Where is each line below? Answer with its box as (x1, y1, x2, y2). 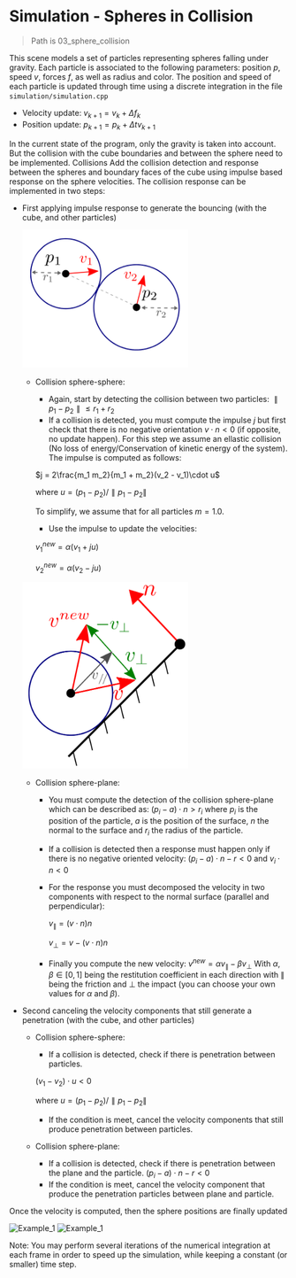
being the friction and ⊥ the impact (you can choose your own (48, 979, 276, 989)
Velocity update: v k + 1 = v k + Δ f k (21, 107, 141, 120)
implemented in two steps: (9, 185, 106, 196)
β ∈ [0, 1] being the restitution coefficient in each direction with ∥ (48, 970, 285, 980)
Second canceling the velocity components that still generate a (21, 1005, 252, 1016)
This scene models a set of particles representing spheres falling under (9, 52, 269, 63)
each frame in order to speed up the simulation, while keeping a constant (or (9, 1249, 288, 1259)
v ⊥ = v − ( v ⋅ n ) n (48, 937, 109, 949)
